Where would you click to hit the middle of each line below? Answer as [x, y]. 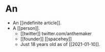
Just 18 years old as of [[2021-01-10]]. [60, 44]
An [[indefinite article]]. [37, 23]
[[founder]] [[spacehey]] [46, 39]
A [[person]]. [26, 28]
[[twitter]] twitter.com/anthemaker [56, 33]
